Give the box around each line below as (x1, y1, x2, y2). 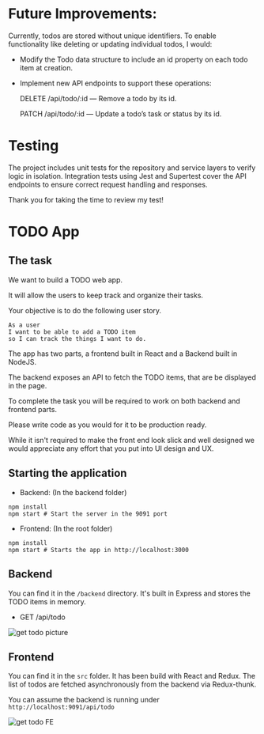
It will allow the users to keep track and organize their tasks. (8, 290, 204, 300)
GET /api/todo (19, 612, 66, 622)
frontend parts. (8, 404, 58, 414)
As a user (8, 321, 41, 329)
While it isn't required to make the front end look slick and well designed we (8, 435, 255, 445)
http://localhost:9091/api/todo (8, 703, 115, 712)
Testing (8, 137, 59, 155)
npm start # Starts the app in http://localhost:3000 (8, 546, 190, 554)
